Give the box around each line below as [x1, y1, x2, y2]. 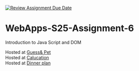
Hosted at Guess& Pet [5, 49, 51, 55]
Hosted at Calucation [5, 54, 50, 60]
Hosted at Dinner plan [5, 60, 51, 66]
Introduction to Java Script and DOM [5, 39, 82, 45]
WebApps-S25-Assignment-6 [5, 23, 134, 34]
